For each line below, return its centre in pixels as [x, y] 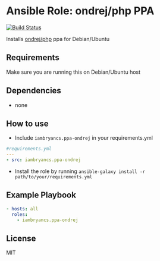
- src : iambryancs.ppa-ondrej [44, 160]
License [21, 238]
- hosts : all [22, 209]
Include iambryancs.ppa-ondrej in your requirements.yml [84, 138]
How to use [27, 123]
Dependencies [34, 91]
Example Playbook [41, 195]
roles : [20, 214]
